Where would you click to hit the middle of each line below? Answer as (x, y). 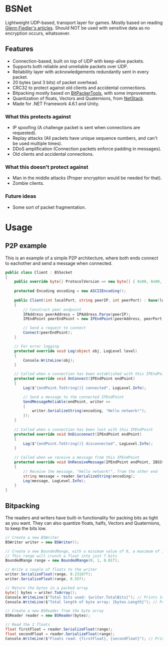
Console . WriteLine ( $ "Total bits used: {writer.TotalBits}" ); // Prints (81, 597)
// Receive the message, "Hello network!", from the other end (90, 471)
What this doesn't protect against (47, 167)
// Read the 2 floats (28, 625)
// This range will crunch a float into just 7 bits (61, 556)
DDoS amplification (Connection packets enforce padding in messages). (87, 149)
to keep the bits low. (26, 528)
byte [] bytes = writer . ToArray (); (41, 592)
